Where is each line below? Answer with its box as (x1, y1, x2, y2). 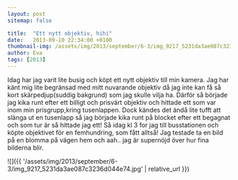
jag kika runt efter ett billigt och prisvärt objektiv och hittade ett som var (7, 98, 217, 106)
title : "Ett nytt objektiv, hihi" (7, 30, 113, 37)
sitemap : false (7, 17, 52, 24)
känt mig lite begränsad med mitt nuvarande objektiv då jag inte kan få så (7, 83, 222, 91)
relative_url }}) (148, 164, 190, 173)
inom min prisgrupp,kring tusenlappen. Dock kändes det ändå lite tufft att (7, 106, 221, 114)
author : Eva (7, 50, 42, 57)
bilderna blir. (7, 143, 44, 152)
